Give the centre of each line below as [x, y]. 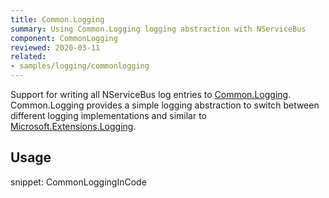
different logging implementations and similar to [108, 115]
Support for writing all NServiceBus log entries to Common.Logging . [151, 94]
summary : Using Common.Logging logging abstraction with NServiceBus [158, 29]
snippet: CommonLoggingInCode [78, 182]
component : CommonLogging [64, 38]
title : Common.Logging [57, 19]
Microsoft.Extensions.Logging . [73, 126]
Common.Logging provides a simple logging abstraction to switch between [165, 105]
